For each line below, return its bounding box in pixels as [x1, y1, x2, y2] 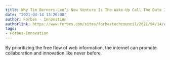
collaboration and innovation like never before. [5, 50, 102, 56]
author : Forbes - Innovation [5, 17, 67, 22]
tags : [5, 26, 17, 31]
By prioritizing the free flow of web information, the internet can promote [5, 45, 157, 50]
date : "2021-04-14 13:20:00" [5, 12, 67, 17]
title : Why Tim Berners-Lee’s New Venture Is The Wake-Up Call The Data [5, 7, 162, 13]
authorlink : [5, 21, 30, 27]
